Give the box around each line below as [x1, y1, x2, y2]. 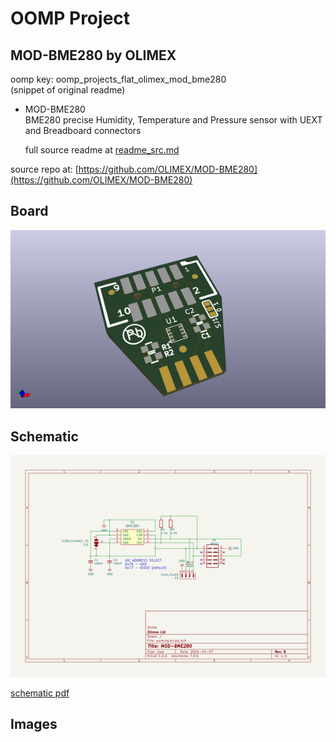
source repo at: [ [10, 163, 79, 175]
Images [10, 716, 58, 733]
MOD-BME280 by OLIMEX [10, 47, 177, 64]
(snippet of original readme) [10, 84, 126, 96]
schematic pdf [10, 687, 70, 699]
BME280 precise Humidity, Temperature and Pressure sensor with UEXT [24, 114, 323, 126]
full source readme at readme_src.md [24, 144, 180, 156]
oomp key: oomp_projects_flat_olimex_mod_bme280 [10, 73, 227, 85]
